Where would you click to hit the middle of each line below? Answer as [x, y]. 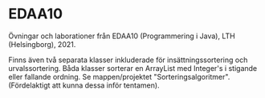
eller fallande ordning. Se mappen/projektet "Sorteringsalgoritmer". [119, 76]
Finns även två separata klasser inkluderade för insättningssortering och [128, 60]
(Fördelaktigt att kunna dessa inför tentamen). [84, 85]
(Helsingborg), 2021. [42, 44]
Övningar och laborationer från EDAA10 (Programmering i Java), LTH [122, 36]
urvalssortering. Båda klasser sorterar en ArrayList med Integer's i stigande [133, 68]
